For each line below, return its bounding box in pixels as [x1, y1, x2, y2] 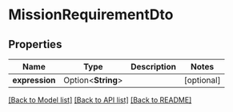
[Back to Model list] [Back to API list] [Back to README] [8, 95, 192, 105]
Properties [8, 38, 62, 51]
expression [12, 74, 56, 86]
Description [131, 62, 176, 72]
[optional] [183, 74, 221, 86]
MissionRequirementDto [8, 6, 174, 24]
